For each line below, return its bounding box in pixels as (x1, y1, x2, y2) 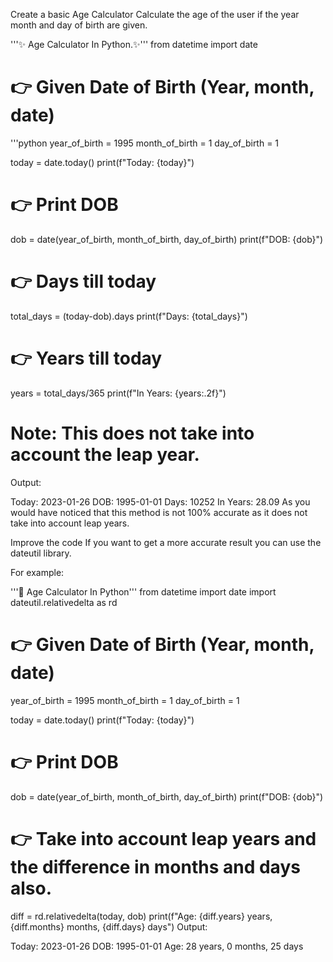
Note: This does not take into (10, 422, 255, 444)
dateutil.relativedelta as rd (10, 596, 118, 608)
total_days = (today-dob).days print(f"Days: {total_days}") (10, 310, 248, 322)
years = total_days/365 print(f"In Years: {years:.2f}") (10, 387, 227, 399)
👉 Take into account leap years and (10, 827, 317, 850)
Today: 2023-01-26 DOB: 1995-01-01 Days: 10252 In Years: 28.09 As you (10, 495, 311, 508)
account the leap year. (10, 443, 200, 466)
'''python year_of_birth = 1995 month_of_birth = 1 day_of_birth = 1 (10, 137, 280, 149)
